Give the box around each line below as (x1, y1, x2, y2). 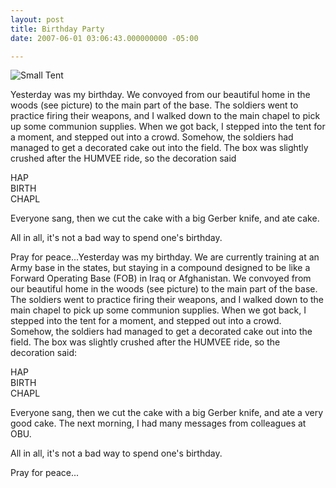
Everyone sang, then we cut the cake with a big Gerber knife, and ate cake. (10, 212, 320, 225)
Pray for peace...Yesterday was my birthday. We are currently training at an (10, 251, 320, 263)
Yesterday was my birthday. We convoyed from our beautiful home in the (10, 89, 311, 101)
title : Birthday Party (10, 24, 105, 34)
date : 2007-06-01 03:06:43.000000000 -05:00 (10, 33, 199, 43)
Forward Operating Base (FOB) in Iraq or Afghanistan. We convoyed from (10, 272, 312, 285)
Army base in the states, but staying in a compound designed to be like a (10, 262, 311, 274)
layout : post (10, 14, 65, 25)
